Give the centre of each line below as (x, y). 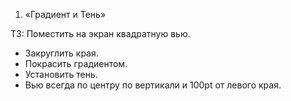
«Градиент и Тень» (65, 14)
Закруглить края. (61, 53)
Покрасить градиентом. (76, 63)
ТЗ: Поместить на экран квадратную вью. (100, 33)
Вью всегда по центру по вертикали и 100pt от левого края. (153, 85)
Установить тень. (61, 74)
